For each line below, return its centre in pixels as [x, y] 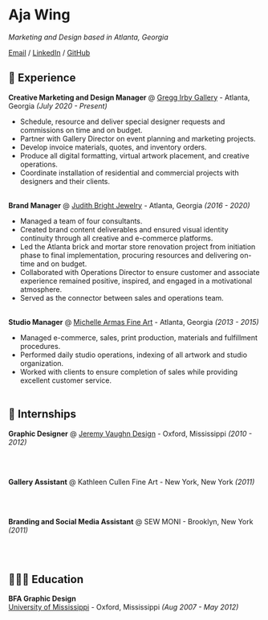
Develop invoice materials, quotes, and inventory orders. [113, 147]
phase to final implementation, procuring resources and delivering [129, 255]
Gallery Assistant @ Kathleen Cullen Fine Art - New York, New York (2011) [132, 482]
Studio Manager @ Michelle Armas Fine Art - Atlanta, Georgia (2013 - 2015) [134, 322]
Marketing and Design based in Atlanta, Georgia [88, 37]
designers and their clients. [65, 181]
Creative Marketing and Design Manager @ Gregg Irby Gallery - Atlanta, [129, 97]
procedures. [40, 346]
